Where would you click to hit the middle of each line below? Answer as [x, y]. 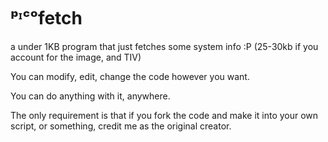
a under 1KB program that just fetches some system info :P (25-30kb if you [164, 46]
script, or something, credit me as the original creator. [121, 126]
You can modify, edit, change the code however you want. [130, 76]
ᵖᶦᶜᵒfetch [46, 18]
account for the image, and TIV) [76, 57]
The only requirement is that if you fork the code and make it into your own [164, 115]
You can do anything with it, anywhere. [90, 96]
